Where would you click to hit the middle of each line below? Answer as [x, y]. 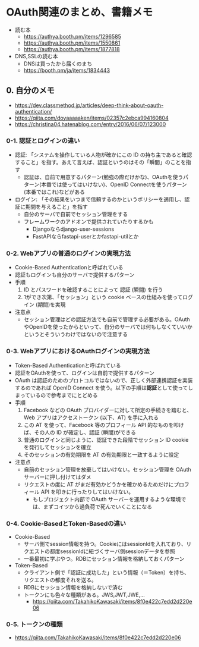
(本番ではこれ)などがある [54, 192]
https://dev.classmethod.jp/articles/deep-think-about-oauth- [89, 105]
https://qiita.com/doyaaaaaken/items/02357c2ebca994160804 [91, 118]
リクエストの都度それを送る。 [60, 580]
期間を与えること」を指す [56, 207]
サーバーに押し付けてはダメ [57, 477]
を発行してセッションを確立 [58, 447]
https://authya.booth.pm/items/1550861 [72, 43]
